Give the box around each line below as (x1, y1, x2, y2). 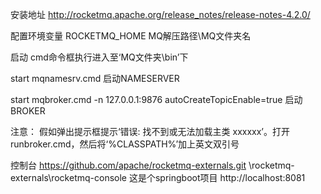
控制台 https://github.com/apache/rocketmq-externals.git (10, 159, 247, 171)
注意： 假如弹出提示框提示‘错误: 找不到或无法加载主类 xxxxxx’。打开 (10, 126, 291, 137)
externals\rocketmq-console (10, 172, 127, 183)
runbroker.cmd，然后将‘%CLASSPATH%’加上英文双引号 (10, 138, 240, 150)
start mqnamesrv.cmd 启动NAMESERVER (10, 73, 180, 84)
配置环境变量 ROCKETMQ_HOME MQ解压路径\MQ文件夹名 (10, 30, 252, 42)
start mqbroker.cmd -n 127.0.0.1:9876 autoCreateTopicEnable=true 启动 (10, 94, 303, 105)
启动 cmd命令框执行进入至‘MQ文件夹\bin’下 (10, 51, 189, 63)
